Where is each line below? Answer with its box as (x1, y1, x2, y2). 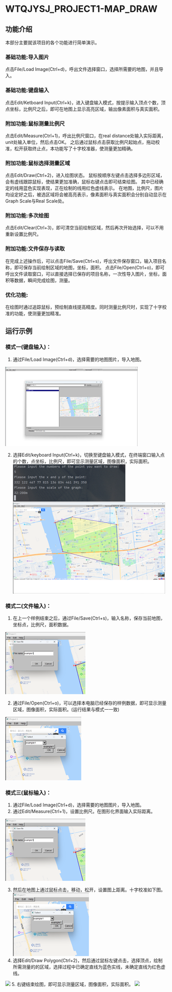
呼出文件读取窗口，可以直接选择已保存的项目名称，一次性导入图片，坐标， (5, 270, 162, 277)
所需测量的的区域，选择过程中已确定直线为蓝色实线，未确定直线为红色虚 (12, 964, 165, 970)
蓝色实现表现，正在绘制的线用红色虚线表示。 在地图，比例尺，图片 (23, 185, 164, 191)
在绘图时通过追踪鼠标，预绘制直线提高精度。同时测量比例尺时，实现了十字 (5, 304, 162, 310)
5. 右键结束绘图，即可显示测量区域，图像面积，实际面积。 (11, 981, 134, 987)
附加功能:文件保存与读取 (5, 245, 65, 252)
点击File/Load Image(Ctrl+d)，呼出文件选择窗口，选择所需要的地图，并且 (5, 66, 159, 73)
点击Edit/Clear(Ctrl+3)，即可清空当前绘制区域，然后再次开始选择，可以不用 (5, 225, 164, 231)
